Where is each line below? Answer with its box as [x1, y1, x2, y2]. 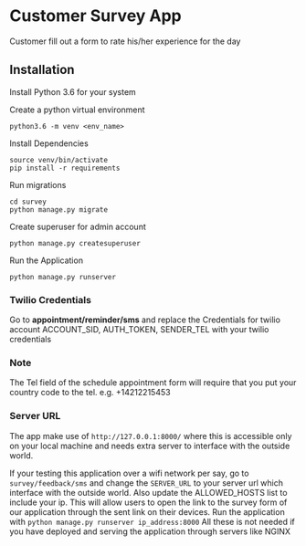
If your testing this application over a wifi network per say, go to [9, 467, 249, 478]
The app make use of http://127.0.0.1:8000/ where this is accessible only [9, 430, 292, 441]
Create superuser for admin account [9, 221, 146, 232]
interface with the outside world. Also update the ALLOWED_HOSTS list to [9, 487, 288, 498]
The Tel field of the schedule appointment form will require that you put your [9, 377, 297, 388]
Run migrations [9, 179, 67, 190]
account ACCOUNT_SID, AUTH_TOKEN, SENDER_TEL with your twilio [9, 324, 269, 335]
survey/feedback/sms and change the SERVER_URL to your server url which [9, 477, 283, 488]
